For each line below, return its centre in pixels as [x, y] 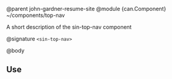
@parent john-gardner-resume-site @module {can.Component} [86, 9]
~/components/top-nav [36, 15]
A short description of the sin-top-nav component [69, 27]
